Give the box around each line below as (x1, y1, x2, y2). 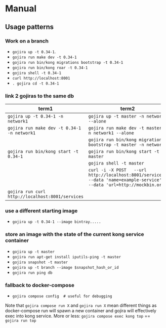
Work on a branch (5, 38, 49, 44)
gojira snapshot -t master (12, 260, 68, 265)
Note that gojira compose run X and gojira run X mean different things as (5, 302, 157, 309)
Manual (5, 3, 37, 14)
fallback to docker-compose (5, 282, 75, 288)
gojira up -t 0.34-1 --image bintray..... (12, 219, 101, 225)
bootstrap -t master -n (88, 142, 144, 148)
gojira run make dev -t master (88, 125, 162, 131)
